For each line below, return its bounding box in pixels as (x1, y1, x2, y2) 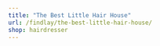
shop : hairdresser (8, 26, 68, 34)
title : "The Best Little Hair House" (8, 11, 132, 19)
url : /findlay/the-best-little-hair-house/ (8, 19, 153, 27)
